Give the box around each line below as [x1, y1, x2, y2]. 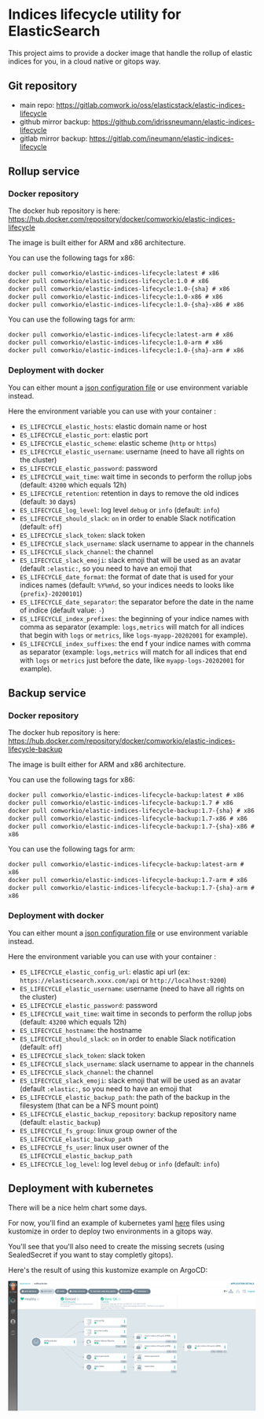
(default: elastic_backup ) [19, 1117, 101, 1127]
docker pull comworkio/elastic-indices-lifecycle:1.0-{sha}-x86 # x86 [8, 301, 244, 309]
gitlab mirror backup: [19, 134, 88, 143]
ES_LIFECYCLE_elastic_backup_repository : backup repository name [19, 1108, 237, 1118]
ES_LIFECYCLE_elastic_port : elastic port [19, 430, 148, 439]
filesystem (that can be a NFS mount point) [19, 1101, 159, 1110]
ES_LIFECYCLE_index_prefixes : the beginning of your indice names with [19, 613, 249, 623]
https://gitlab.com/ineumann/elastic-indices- [89, 134, 234, 143]
